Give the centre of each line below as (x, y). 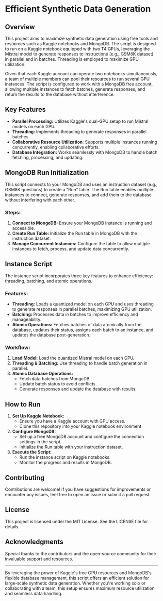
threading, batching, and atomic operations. (49, 281)
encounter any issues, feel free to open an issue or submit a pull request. (78, 494)
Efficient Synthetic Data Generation (78, 9)
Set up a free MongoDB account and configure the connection (81, 437)
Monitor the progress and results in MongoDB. (65, 463)
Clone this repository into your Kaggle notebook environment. (81, 426)
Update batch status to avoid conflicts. (58, 384)
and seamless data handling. (34, 593)
